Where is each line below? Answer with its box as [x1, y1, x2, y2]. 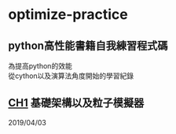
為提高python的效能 [8, 61, 72, 70]
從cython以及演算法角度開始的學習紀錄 [8, 71, 134, 80]
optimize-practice [8, 6, 128, 24]
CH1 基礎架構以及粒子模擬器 [8, 96, 145, 110]
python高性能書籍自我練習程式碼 [8, 39, 168, 52]
